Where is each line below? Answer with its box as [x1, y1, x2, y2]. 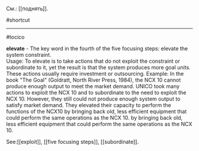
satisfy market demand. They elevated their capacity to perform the [6, 102, 172, 108]
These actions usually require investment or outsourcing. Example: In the [6, 70, 184, 77]
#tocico [6, 34, 25, 40]
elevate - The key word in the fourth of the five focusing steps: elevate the [6, 45, 188, 52]
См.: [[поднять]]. [6, 5, 49, 12]
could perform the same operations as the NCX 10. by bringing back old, [6, 114, 183, 121]
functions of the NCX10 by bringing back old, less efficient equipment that [6, 108, 187, 115]
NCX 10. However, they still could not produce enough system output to [6, 95, 181, 102]
